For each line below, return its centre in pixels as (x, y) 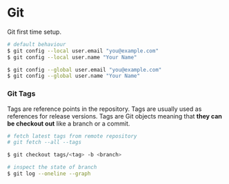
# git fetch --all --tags (44, 143)
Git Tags (21, 94)
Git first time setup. (34, 32)
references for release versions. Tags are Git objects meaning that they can (115, 116)
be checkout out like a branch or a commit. (69, 123)
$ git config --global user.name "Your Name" (73, 76)
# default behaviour (37, 44)
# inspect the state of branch (52, 167)
